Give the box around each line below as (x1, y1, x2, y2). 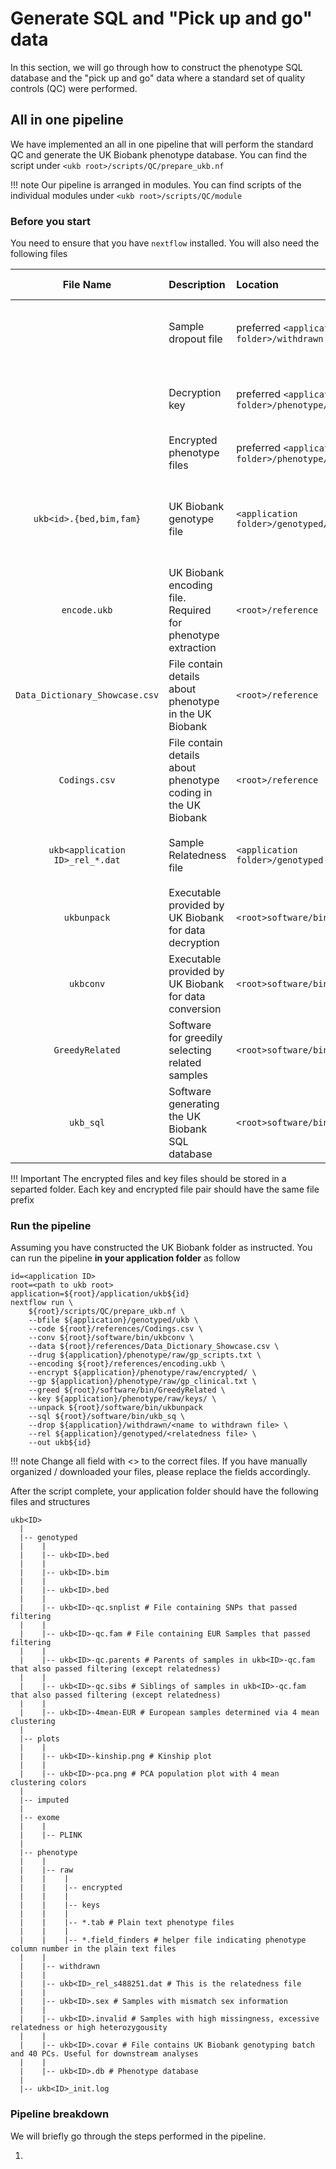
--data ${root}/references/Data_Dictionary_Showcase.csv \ (28, 1342, 280, 1352)
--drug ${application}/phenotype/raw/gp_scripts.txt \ (28, 1350, 262, 1361)
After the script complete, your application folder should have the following (10, 1485, 319, 1497)
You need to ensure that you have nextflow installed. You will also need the (10, 237, 320, 249)
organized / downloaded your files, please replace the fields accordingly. (10, 1466, 311, 1478)
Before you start (10, 214, 91, 228)
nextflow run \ (10, 1298, 74, 1308)
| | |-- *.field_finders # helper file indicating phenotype (19, 1935, 307, 1946)
